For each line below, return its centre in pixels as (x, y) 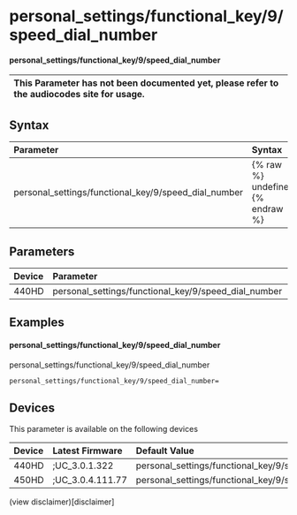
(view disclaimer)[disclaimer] (62, 502)
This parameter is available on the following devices (104, 429)
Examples (37, 323)
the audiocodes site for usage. (79, 95)
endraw (267, 209)
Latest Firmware (88, 451)
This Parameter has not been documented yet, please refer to (146, 83)
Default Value (165, 451)
